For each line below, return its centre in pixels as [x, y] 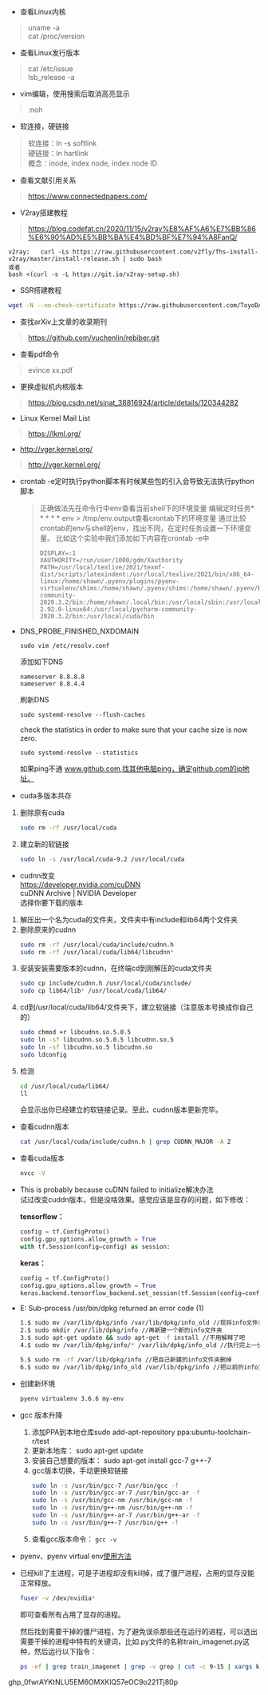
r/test [41, 1441]
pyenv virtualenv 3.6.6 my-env [72, 1398]
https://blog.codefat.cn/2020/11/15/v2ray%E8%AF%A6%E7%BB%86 [142, 229]
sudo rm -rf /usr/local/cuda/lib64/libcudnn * [97, 952]
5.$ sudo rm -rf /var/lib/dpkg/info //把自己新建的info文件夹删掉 [126, 1359]
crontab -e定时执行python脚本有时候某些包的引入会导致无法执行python [137, 481]
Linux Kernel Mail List [55, 418]
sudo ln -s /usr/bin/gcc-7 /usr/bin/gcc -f [105, 1485]
